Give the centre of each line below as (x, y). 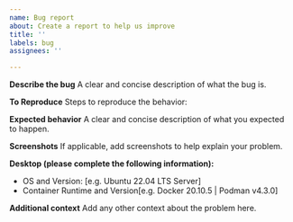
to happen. (29, 129)
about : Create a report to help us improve (92, 26)
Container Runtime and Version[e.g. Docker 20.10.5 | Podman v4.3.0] (150, 191)
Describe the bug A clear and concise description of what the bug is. (138, 84)
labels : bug (32, 43)
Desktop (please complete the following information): (112, 164)
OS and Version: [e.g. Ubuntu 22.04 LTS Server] (111, 182)
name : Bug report (42, 18)
